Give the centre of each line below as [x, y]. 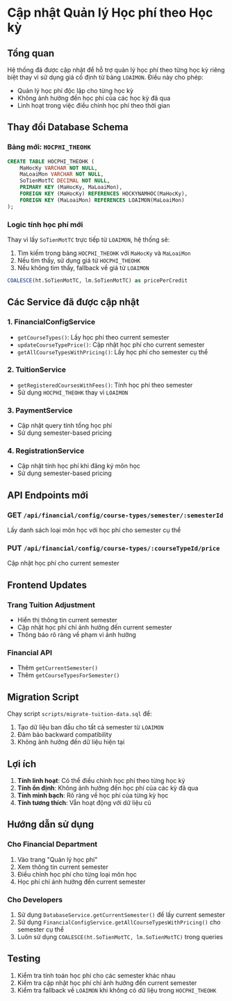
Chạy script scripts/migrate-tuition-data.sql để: [80, 714]
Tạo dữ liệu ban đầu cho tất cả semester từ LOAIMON [90, 727]
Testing [24, 959]
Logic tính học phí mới [45, 224]
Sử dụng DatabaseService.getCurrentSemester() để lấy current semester [121, 915]
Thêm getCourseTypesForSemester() [68, 675]
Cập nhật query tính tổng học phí [65, 426]
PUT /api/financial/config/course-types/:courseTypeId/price [114, 548]
